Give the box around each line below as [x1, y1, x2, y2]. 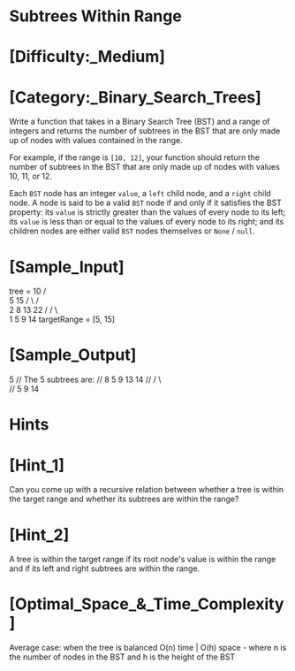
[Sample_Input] [9, 256, 125, 277]
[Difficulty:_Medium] [9, 47, 166, 67]
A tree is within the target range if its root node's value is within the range [9, 554, 276, 565]
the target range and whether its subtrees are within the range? [9, 493, 239, 505]
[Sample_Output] [9, 345, 137, 365]
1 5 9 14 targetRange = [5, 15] [9, 314, 116, 324]
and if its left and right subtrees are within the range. [9, 563, 200, 574]
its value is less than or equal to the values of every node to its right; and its [9, 217, 284, 227]
